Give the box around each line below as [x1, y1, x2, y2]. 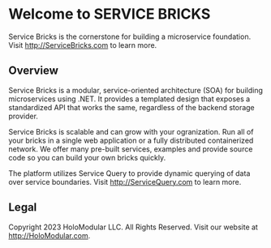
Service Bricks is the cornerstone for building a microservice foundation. [8, 32, 252, 41]
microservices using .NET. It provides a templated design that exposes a [8, 94, 251, 104]
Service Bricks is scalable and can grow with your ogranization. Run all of [8, 126, 254, 136]
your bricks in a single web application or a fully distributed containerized [8, 135, 254, 145]
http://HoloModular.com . [8, 230, 91, 240]
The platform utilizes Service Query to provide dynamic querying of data [8, 168, 251, 178]
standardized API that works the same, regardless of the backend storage [8, 102, 256, 112]
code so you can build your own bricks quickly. [8, 152, 166, 162]
